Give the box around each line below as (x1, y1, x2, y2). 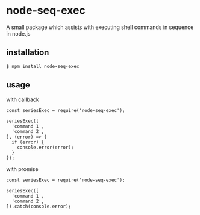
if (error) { (11, 139, 45, 145)
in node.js (6, 30, 31, 37)
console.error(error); (17, 144, 74, 151)
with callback (6, 96, 39, 103)
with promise (6, 165, 39, 172)
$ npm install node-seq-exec (6, 63, 80, 69)
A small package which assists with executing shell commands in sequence (6, 23, 194, 31)
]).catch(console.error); (6, 203, 71, 210)
